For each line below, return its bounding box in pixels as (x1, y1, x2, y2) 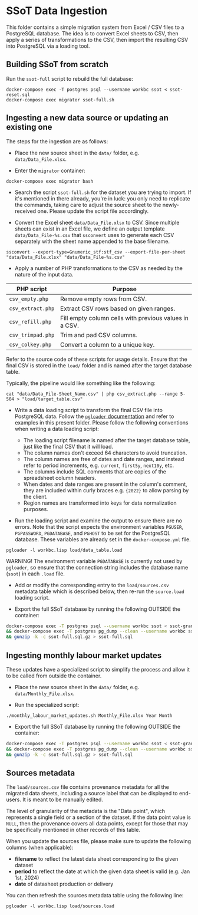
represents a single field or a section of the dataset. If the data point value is (6, 814, 192, 821)
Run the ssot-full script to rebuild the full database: (6, 75, 134, 82)
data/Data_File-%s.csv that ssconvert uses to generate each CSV (14, 231, 174, 238)
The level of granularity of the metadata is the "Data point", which (6, 808, 166, 815)
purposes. (23, 505, 48, 512)
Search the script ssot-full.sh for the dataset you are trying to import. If (14, 189, 192, 196)
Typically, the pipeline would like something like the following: (6, 379, 156, 387)
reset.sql (6, 91, 31, 98)
